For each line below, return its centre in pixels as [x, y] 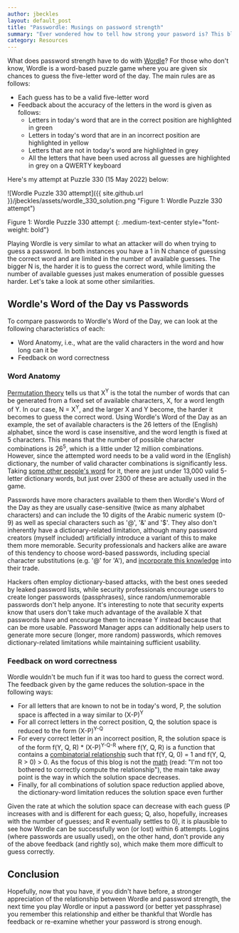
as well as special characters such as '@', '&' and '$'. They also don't [116, 523]
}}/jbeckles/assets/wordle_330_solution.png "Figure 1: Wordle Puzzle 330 [115, 201]
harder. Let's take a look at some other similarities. [81, 282]
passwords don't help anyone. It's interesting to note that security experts [116, 605]
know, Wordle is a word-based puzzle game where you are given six [107, 68]
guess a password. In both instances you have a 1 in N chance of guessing [117, 251]
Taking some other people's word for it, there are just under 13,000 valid [113, 471]
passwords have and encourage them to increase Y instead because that [115, 620]
